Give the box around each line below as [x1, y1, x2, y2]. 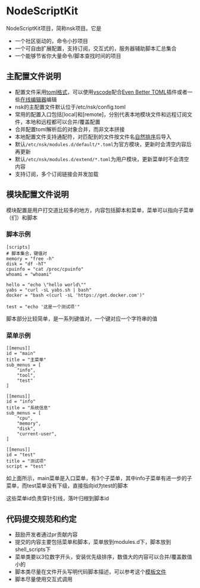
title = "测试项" [6, 458, 46, 465]
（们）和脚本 [6, 213, 37, 221]
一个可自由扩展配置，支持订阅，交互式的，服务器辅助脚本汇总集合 [14, 45, 177, 52]
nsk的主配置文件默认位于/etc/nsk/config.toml [14, 103, 126, 110]
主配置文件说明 [6, 72, 61, 82]
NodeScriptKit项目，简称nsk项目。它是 [6, 24, 102, 32]
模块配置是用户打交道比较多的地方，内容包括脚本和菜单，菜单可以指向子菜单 [6, 206, 194, 213]
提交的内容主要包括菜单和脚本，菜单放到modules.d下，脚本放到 [14, 538, 171, 545]
